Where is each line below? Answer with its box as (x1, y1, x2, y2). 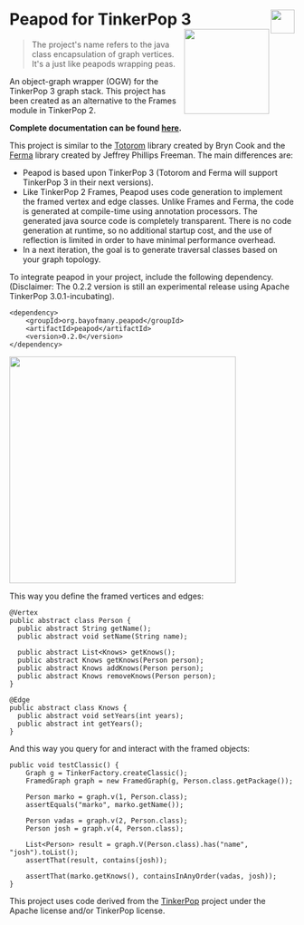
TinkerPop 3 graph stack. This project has (9, 85, 166, 96)
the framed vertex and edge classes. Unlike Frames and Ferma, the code (22, 196, 294, 207)
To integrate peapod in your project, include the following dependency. (9, 271, 274, 282)
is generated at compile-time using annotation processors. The (22, 205, 258, 217)
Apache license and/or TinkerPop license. (9, 905, 166, 916)
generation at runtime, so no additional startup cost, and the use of (22, 225, 272, 236)
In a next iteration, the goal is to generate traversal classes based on (22, 244, 278, 255)
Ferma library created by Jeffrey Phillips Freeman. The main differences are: (9, 150, 294, 161)
